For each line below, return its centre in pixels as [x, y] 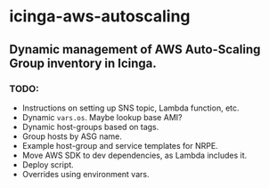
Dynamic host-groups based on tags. [90, 127]
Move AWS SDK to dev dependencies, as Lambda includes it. [134, 155]
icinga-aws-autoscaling [100, 16]
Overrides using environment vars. [86, 174]
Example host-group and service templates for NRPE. [120, 145]
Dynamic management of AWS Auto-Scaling [135, 49]
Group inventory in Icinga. [83, 63]
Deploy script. [48, 164]
